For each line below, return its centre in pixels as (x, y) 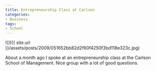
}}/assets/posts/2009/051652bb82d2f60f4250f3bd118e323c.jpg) (72, 48)
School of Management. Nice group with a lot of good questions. (72, 63)
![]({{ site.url (18, 42)
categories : (17, 14)
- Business (16, 19)
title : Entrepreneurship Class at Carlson (50, 10)
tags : (11, 24)
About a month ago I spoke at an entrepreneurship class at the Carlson (78, 57)
